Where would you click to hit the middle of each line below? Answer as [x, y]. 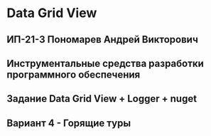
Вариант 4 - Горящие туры [69, 123]
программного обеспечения [74, 74]
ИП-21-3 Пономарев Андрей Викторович [102, 40]
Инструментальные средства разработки [105, 63]
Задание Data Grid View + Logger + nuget [102, 99]
